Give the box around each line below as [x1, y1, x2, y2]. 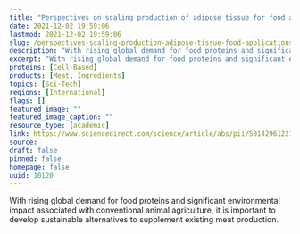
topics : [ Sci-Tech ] [9, 79, 82, 88]
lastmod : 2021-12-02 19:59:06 [9, 29, 122, 38]
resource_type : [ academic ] [9, 121, 110, 130]
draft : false [9, 146, 58, 155]
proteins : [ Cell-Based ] [9, 63, 98, 72]
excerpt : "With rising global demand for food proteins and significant [9, 54, 286, 63]
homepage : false [9, 163, 70, 171]
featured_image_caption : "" [9, 113, 114, 121]
